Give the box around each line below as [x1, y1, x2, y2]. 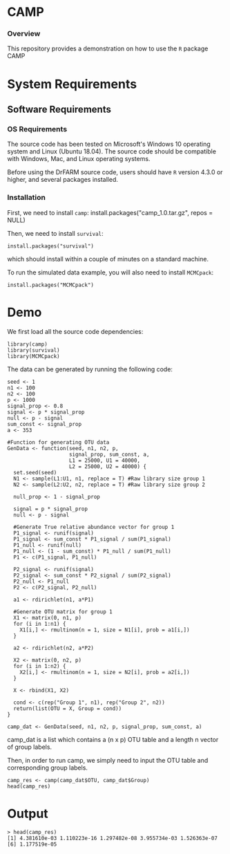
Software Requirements [7, 104, 112, 115]
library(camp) [7, 340, 48, 348]
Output [7, 806, 48, 821]
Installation [7, 193, 46, 203]
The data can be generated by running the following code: [7, 364, 173, 373]
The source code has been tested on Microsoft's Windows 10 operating [7, 140, 211, 149]
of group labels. [7, 743, 52, 751]
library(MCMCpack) [7, 353, 60, 360]
